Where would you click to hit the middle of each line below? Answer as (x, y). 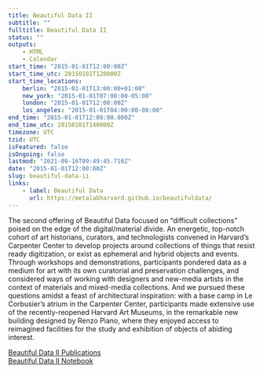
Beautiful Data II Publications (55, 352)
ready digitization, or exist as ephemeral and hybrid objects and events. (124, 254)
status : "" (26, 37)
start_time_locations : (45, 81)
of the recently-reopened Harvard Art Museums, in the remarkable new (123, 312)
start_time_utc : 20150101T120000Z (65, 74)
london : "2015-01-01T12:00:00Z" (75, 103)
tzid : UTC (24, 139)
